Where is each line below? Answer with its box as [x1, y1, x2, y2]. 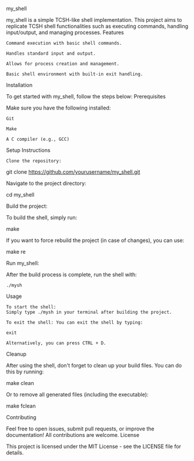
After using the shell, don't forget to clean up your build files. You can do [6, 362, 182, 369]
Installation [6, 82, 33, 88]
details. [6, 449, 24, 456]
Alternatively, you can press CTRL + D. [6, 340, 107, 346]
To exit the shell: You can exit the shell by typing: [6, 320, 143, 326]
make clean [6, 380, 34, 386]
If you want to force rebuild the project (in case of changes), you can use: [6, 237, 185, 244]
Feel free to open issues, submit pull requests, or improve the [6, 425, 155, 432]
